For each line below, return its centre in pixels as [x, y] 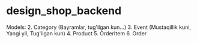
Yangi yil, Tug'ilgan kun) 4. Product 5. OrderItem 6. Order [77, 33]
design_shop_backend [64, 11]
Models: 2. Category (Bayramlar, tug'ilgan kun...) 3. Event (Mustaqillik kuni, [98, 27]
